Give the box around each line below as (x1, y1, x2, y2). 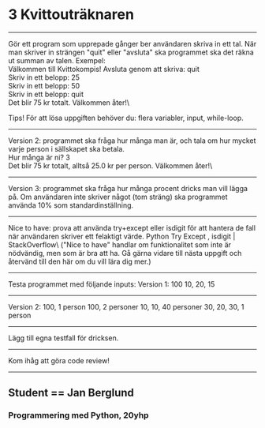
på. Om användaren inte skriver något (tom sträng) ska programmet (8, 192, 228, 201)
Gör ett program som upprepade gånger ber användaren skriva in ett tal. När (8, 39, 257, 48)
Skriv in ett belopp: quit (8, 89, 84, 99)
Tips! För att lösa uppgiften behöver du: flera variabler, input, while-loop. (8, 113, 244, 122)
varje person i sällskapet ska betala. (8, 144, 125, 153)
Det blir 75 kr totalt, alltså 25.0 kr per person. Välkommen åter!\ (8, 160, 213, 171)
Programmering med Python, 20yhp (8, 410, 149, 421)
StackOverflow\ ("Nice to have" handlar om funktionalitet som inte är (8, 239, 231, 250)
